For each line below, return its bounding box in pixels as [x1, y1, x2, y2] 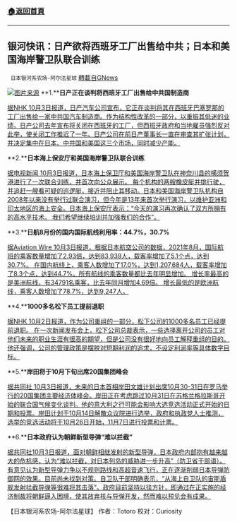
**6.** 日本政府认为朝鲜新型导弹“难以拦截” [7, 433, 133, 441]
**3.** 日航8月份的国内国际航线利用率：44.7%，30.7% [7, 228, 170, 237]
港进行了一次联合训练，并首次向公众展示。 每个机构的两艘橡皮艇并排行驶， [7, 178, 226, 186]
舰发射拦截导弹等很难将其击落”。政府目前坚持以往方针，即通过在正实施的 [7, 483, 221, 492]
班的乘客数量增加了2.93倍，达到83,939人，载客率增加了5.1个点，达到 [7, 252, 209, 261]
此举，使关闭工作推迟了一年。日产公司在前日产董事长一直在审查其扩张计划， [7, 130, 230, 138]
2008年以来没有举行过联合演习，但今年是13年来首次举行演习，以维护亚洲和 [7, 196, 227, 204]
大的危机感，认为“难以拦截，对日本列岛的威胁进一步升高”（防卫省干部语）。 [7, 457, 226, 465]
